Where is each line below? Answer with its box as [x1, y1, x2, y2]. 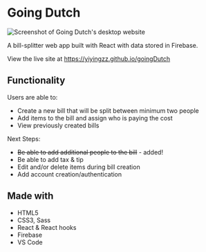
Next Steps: [7, 134, 41, 143]
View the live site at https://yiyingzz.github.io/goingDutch [7, 54, 171, 63]
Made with [7, 190, 54, 202]
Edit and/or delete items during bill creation [17, 163, 140, 171]
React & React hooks [17, 223, 77, 231]
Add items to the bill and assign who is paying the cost [17, 114, 173, 122]
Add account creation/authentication [17, 170, 122, 178]
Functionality [7, 75, 66, 87]
